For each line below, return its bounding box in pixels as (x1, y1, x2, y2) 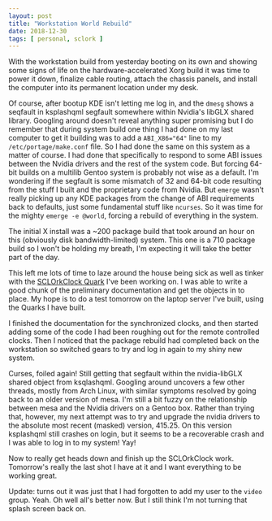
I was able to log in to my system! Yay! (8, 438, 136, 448)
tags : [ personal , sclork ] (8, 34, 104, 43)
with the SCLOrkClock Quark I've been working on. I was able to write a (8, 277, 248, 287)
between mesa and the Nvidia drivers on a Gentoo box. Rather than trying (8, 403, 255, 413)
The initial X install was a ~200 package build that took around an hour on (8, 227, 256, 237)
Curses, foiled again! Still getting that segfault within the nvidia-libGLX (8, 369, 243, 379)
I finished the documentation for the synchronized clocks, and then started (8, 319, 258, 328)
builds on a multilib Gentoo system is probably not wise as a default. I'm (19, 167, 260, 177)
